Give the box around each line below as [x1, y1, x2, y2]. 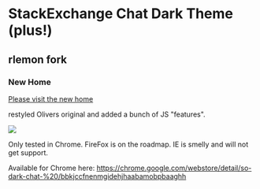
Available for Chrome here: [8, 163, 95, 172]
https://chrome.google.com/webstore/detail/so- [96, 163, 252, 172]
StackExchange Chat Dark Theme [8, 5, 234, 23]
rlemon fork [8, 53, 68, 66]
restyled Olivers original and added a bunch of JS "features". [8, 109, 206, 119]
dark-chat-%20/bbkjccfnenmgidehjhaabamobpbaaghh [8, 171, 187, 181]
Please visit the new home [8, 94, 94, 103]
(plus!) [8, 21, 53, 39]
